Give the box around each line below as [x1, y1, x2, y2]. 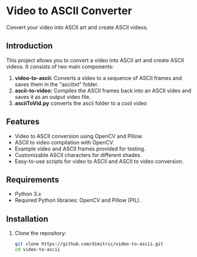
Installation [6, 214, 49, 224]
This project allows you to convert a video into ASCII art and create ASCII [6, 56, 185, 63]
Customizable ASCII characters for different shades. [14, 151, 142, 158]
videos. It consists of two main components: [6, 63, 114, 70]
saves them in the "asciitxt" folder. [14, 81, 99, 88]
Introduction [6, 41, 53, 51]
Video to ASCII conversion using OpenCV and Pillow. [14, 132, 143, 140]
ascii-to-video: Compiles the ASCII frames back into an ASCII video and [14, 87, 191, 94]
